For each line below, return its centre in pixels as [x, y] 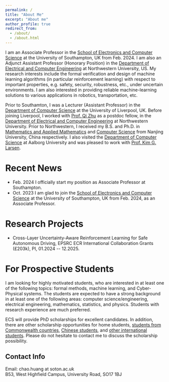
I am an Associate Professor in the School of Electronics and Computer [79, 52]
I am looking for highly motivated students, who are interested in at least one [85, 283]
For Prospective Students [60, 269]
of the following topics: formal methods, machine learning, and [70, 288]
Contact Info [25, 357]
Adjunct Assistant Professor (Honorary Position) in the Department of [77, 63]
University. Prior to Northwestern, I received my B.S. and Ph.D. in [73, 126]
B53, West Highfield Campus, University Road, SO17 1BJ [64, 374]
